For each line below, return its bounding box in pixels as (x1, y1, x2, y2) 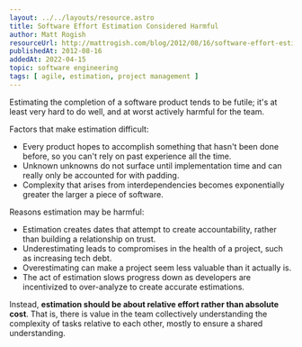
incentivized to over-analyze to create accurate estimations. (22, 281, 245, 292)
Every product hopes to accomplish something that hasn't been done (22, 141, 280, 151)
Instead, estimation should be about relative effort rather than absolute (9, 298, 280, 309)
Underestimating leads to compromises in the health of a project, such (22, 242, 283, 253)
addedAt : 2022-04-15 (9, 55, 87, 64)
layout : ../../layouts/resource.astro (9, 13, 155, 23)
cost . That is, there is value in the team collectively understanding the (9, 308, 268, 319)
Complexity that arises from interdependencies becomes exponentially (22, 179, 285, 190)
